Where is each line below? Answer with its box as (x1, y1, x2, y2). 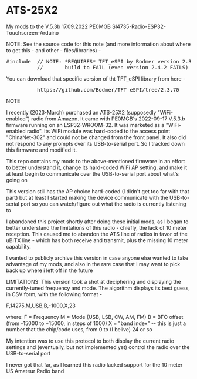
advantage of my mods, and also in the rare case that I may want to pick (6, 260, 181, 267)
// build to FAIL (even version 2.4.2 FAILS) (37, 64, 189, 71)
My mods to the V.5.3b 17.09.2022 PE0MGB (6, 23, 111, 30)
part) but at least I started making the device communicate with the (6, 194, 168, 201)
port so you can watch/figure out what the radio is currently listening (20, 200, 186, 207)
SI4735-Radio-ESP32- (112, 23, 166, 30)
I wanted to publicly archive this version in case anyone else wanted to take (6, 254, 189, 261)
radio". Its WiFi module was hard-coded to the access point (26, 128, 171, 135)
